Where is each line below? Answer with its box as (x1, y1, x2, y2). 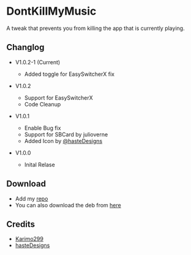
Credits (6, 219, 36, 229)
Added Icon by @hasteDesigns (24, 137, 103, 144)
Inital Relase (24, 161, 55, 168)
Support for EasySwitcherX (24, 94, 93, 102)
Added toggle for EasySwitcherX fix (24, 70, 115, 78)
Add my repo (15, 194, 48, 202)
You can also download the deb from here (15, 201, 121, 209)
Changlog (6, 42, 45, 53)
